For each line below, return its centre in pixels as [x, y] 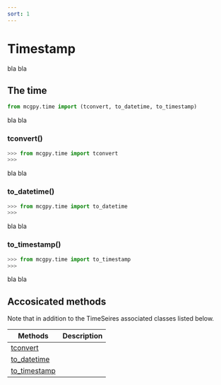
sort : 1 [19, 14]
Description [83, 336]
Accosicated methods [57, 301]
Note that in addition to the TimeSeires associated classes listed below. [110, 319]
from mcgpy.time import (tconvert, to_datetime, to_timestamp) [102, 107]
